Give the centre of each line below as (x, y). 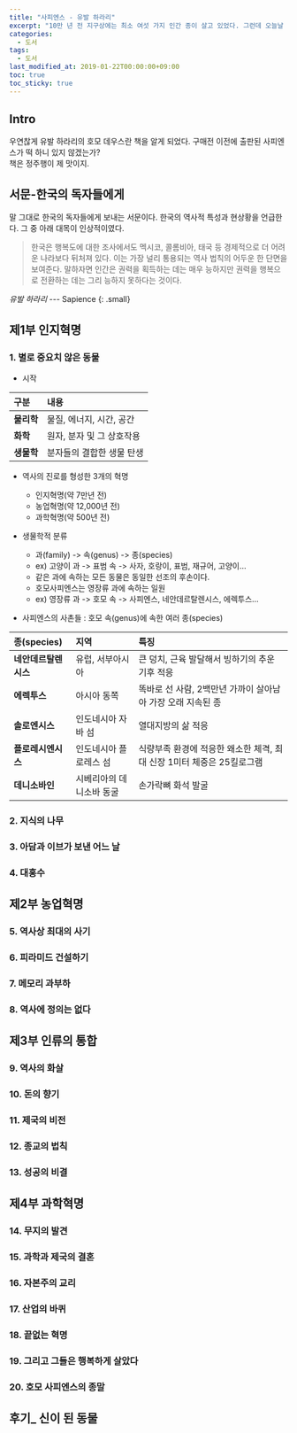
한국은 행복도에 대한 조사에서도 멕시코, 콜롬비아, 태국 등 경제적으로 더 (150, 247)
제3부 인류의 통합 (53, 1041)
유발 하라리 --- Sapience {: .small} (70, 299)
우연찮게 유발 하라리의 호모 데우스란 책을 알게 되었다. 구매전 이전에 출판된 (135, 142)
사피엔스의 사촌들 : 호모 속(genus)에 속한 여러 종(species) (122, 617)
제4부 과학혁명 (47, 1204)
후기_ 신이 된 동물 (54, 1418)
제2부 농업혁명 (46, 904)
